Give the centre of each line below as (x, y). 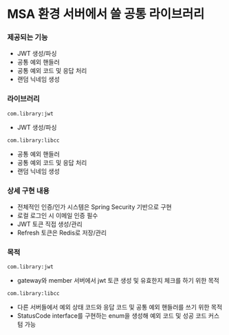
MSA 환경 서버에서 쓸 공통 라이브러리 (106, 14)
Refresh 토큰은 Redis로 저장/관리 (62, 233)
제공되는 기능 (28, 37)
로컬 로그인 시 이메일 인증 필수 (57, 216)
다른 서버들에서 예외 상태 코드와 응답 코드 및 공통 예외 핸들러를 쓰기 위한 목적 (120, 307)
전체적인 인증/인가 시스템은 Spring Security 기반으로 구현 (94, 207)
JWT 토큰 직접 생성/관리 (50, 224)
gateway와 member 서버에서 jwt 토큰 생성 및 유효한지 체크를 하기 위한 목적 (118, 281)
